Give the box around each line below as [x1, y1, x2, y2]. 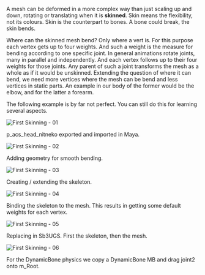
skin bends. [6, 24, 35, 32]
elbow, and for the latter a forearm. [6, 89, 94, 96]
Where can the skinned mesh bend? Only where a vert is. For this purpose [6, 37, 194, 43]
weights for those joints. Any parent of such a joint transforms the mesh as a [6, 62, 199, 70]
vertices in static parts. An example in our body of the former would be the [6, 82, 195, 89]
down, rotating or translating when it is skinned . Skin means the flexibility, [6, 12, 193, 19]
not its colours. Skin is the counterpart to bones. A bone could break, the [6, 18, 190, 25]
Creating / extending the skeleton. [6, 178, 92, 186]
